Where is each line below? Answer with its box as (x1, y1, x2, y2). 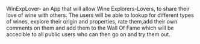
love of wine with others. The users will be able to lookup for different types (6, 11, 194, 19)
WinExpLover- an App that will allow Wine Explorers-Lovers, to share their (6, 5, 190, 12)
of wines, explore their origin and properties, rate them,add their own (6, 18, 178, 25)
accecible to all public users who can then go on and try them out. (6, 31, 170, 38)
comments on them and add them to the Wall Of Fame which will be (6, 24, 174, 31)
